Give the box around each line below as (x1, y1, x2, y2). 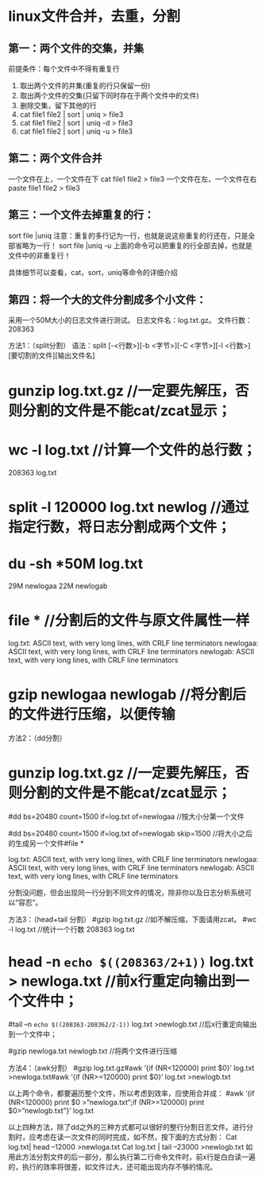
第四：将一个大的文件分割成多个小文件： (8, 293, 206, 307)
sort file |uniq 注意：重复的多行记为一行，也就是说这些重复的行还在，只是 (8, 231, 249, 240)
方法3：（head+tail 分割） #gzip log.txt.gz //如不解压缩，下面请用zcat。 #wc (8, 914, 257, 924)
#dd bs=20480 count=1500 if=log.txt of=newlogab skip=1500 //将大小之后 (8, 828, 253, 838)
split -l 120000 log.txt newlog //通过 (8, 498, 249, 516)
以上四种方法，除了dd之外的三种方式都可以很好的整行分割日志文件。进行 (8, 1123, 247, 1132)
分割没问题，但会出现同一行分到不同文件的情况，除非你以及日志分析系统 (8, 887, 245, 897)
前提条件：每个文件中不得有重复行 (8, 64, 120, 73)
